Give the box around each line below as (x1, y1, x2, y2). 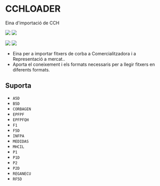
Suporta (5, 82, 31, 90)
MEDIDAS (12, 139, 29, 144)
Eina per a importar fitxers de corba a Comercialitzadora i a (12, 50, 136, 56)
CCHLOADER (5, 3, 61, 15)
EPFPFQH (12, 117, 29, 122)
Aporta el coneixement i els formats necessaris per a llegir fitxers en (12, 61, 155, 67)
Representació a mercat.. (12, 56, 65, 62)
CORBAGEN (12, 106, 31, 111)
